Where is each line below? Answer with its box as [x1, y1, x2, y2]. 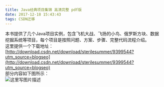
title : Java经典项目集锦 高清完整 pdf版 [5, 7, 82, 12]
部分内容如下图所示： [5, 71, 49, 77]
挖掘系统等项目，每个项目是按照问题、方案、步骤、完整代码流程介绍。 [5, 37, 150, 43]
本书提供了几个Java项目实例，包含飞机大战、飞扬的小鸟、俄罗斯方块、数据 [5, 31, 160, 37]
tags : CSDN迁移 [5, 16, 35, 21]
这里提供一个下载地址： [5, 43, 53, 49]
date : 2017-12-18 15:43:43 [5, 12, 61, 17]
